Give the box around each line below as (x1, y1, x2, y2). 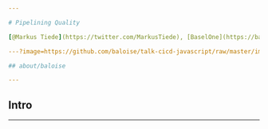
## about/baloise (8, 61, 66, 70)
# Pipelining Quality (8, 18, 81, 26)
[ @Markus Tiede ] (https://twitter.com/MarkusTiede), (8, 33, 183, 41)
